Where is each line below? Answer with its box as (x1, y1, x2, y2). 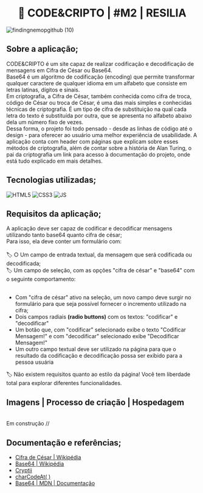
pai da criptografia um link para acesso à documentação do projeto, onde (6, 151, 190, 158)
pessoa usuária (15, 358, 54, 366)
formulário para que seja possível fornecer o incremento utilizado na (15, 300, 187, 308)
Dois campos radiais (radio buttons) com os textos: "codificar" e (15, 313, 178, 321)
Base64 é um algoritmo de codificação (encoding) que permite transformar (6, 73, 195, 80)
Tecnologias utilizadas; (6, 175, 97, 185)
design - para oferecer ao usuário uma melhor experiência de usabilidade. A (6, 131, 198, 138)
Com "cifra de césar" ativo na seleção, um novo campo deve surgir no (15, 294, 191, 301)
